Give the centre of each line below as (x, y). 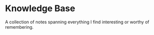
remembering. (19, 27)
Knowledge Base (40, 9)
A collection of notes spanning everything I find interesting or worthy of (77, 22)
